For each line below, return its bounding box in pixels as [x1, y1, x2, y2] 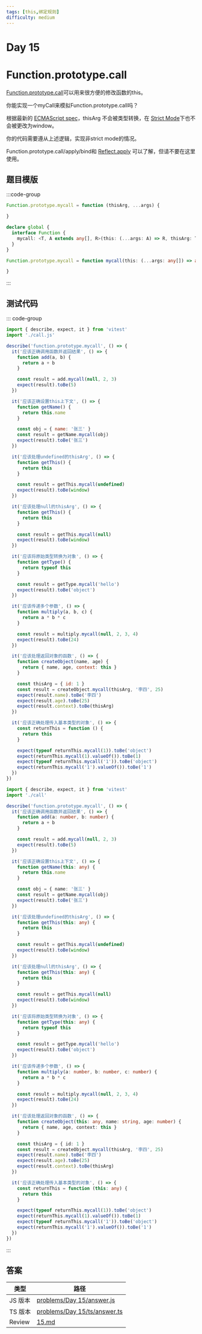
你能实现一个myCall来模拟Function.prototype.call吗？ [6, 101, 138, 109]
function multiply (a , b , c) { [17, 609, 93, 615]
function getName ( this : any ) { [17, 864, 96, 870]
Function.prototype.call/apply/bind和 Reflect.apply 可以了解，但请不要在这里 [6, 147, 196, 154]
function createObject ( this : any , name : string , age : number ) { [17, 1119, 182, 1125]
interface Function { [11, 230, 66, 236]
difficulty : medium [6, 14, 55, 21]
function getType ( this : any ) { [17, 1019, 96, 1025]
